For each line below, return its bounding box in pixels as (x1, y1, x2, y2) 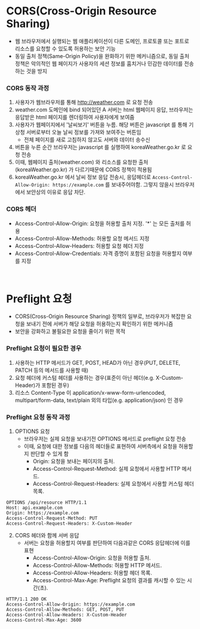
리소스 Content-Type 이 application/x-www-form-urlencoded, (14, 389, 166, 396)
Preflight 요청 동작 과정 (6, 413, 71, 421)
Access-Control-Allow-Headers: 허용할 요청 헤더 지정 (14, 242, 144, 249)
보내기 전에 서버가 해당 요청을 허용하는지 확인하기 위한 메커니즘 (26, 320, 174, 328)
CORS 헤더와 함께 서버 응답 (14, 532, 80, 539)
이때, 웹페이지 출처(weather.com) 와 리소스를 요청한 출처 (14, 159, 149, 166)
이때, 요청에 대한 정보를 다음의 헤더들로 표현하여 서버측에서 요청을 (23, 443, 178, 450)
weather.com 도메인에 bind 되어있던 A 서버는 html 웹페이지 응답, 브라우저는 (14, 106, 193, 113)
